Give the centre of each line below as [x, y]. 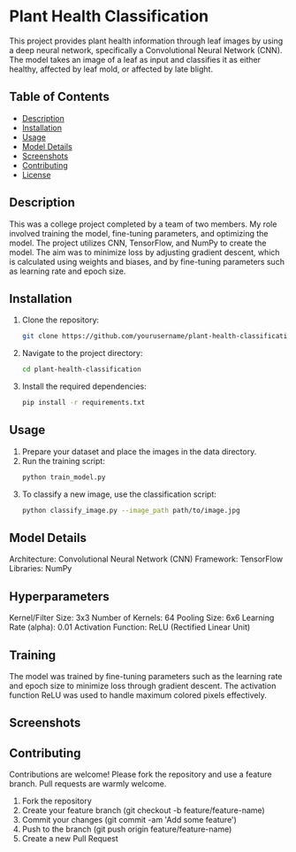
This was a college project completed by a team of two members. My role [143, 224]
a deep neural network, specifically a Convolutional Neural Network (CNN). [146, 50]
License [36, 174]
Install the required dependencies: [84, 386]
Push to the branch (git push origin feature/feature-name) [127, 829]
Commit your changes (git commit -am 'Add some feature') [129, 820]
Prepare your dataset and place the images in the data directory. [139, 451]
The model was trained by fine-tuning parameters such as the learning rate [146, 676]
